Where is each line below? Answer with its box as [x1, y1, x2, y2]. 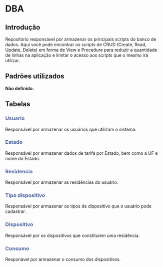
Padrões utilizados [5, 72, 64, 81]
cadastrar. [5, 208, 26, 214]
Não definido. [5, 85, 34, 91]
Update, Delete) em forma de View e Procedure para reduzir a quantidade [5, 47, 157, 53]
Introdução [5, 23, 40, 32]
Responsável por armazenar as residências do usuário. [5, 179, 118, 185]
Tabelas [5, 100, 31, 108]
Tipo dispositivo [5, 192, 45, 199]
